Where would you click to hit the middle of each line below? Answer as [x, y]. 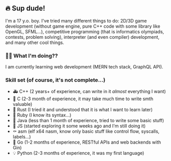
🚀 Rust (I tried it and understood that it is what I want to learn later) [83, 110]
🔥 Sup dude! [25, 8]
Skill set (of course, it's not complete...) [55, 80]
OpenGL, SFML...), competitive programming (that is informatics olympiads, [85, 31]
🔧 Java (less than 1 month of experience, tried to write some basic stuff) [88, 121]
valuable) [22, 104]
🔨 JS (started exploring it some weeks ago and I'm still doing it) [79, 126]
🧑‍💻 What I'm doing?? [32, 56]
